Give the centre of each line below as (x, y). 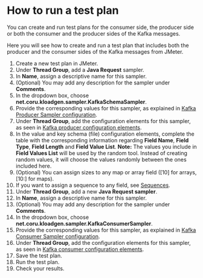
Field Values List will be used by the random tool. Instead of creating (101, 153)
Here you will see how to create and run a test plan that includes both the (98, 45)
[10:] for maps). (35, 178)
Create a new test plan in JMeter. (57, 63)
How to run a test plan (63, 11)
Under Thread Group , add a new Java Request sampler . (86, 191)
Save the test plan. (39, 255)
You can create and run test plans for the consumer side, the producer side (100, 27)
